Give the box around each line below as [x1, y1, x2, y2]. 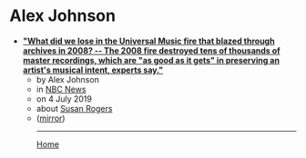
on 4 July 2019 [36, 93, 93, 104]
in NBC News [36, 84, 87, 94]
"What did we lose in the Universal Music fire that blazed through [22, 35, 275, 46]
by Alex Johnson [36, 74, 100, 84]
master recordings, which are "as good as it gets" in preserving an [22, 54, 280, 65]
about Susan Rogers [36, 103, 113, 114]
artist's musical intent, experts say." [22, 64, 164, 75]
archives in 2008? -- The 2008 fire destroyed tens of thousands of [22, 44, 280, 55]
